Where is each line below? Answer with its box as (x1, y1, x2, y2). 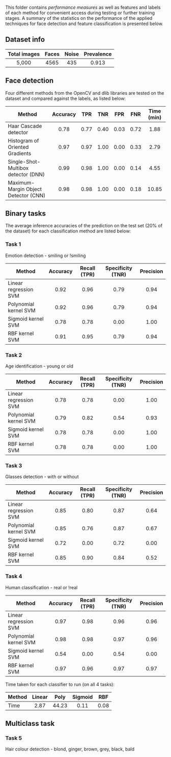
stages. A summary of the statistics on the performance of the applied (5, 15, 153, 21)
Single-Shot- (8, 158, 41, 165)
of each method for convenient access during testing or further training (5, 10, 155, 16)
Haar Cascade (8, 122, 42, 129)
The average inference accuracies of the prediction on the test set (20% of (5, 223, 163, 229)
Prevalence (83, 50, 112, 58)
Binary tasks (5, 209, 46, 218)
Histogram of (8, 137, 39, 144)
